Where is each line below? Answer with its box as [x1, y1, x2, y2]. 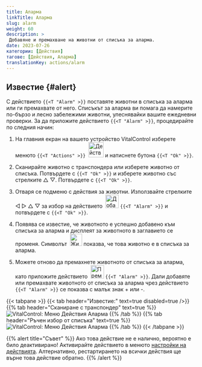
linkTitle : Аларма [6, 15, 52, 21]
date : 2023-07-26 [6, 43, 50, 49]
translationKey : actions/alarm [6, 59, 85, 65]
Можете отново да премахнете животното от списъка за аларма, [14, 259, 185, 266]
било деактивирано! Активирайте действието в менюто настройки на [6, 342, 187, 349]
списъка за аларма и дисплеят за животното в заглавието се [14, 227, 174, 234]
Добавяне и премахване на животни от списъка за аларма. [8, 37, 155, 43]
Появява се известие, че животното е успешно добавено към [14, 220, 175, 228]
